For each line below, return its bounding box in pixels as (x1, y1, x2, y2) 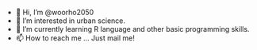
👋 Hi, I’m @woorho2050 (15, 8, 94, 17)
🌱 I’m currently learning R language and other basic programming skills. (15, 25, 250, 33)
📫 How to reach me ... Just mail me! (15, 33, 135, 43)
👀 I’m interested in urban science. (15, 16, 125, 25)
